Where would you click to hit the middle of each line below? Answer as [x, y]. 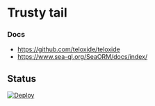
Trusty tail [37, 13]
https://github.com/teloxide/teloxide [68, 49]
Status [22, 79]
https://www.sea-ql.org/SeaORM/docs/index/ [82, 57]
